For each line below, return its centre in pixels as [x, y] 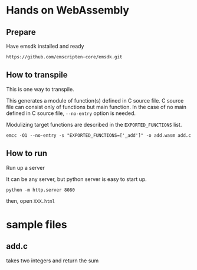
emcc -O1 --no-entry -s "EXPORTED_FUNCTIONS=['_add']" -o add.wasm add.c [99, 135]
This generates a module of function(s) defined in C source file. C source [95, 100]
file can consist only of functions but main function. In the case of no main [96, 107]
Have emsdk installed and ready [45, 46]
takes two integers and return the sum [52, 261]
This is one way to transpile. [40, 89]
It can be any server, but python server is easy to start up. [77, 179]
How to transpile [37, 75]
